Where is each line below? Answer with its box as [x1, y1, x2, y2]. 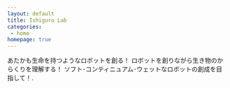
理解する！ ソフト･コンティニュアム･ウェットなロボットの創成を [31, 65, 217, 73]
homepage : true [7, 36, 52, 43]
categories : [7, 23, 42, 30]
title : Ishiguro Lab [7, 17, 68, 24]
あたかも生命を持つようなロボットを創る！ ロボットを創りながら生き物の [7, 57, 217, 65]
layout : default [7, 10, 55, 17]
